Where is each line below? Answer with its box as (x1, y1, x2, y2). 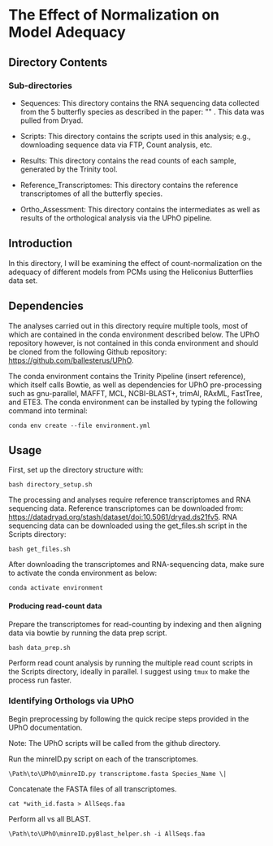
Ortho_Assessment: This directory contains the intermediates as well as (19, 204, 261, 214)
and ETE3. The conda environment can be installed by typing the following (8, 397, 258, 407)
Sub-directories (8, 80, 73, 91)
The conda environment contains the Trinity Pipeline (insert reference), (8, 371, 246, 381)
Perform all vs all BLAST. (8, 813, 91, 823)
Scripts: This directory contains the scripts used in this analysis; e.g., (19, 131, 251, 141)
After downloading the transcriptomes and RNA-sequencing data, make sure (8, 560, 265, 569)
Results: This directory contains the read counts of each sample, (19, 155, 237, 165)
